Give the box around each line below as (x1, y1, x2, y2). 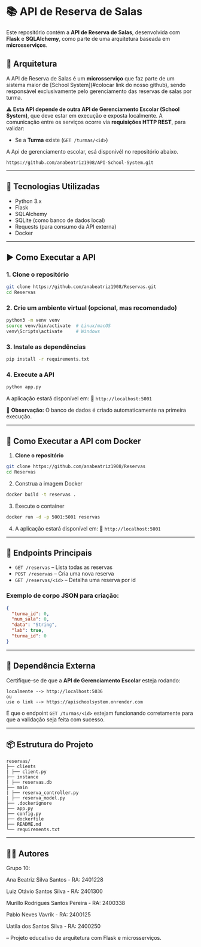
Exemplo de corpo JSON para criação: (6, 592, 120, 600)
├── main (6, 784, 28, 791)
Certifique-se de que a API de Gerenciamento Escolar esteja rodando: (6, 676, 181, 684)
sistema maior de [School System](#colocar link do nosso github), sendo (6, 81, 186, 88)
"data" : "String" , (11, 622, 58, 628)
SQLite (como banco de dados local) (14, 217, 106, 224)
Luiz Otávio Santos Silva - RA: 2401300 (6, 888, 103, 895)
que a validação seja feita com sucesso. (6, 715, 105, 723)
